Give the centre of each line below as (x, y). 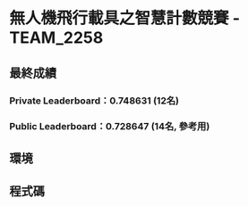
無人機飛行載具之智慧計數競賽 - (124, 18)
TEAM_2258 (56, 38)
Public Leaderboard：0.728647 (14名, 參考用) (110, 127)
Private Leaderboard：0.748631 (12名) (94, 101)
